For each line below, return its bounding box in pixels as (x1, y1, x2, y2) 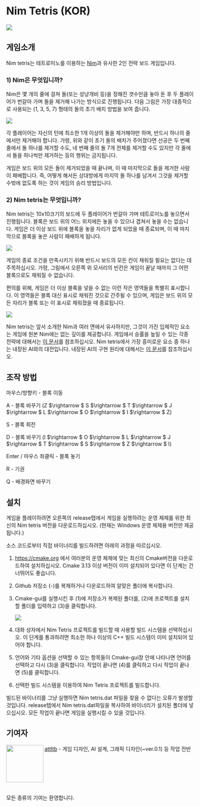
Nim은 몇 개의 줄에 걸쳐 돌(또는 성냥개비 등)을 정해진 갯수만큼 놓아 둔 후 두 (6, 91, 179, 98)
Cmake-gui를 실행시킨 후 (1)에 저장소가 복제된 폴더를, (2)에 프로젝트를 (14, 594, 179, 602)
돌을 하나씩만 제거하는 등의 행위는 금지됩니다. (12, 152, 118, 159)
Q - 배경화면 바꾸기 (6, 478, 51, 485)
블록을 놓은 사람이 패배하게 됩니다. (21, 233, 102, 240)
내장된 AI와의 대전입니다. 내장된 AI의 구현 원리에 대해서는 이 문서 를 (12, 345, 167, 353)
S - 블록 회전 (6, 421, 36, 428)
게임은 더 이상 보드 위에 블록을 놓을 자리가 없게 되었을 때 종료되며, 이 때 (14, 225, 179, 232)
